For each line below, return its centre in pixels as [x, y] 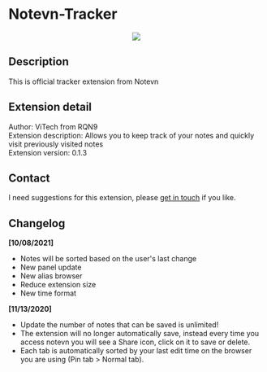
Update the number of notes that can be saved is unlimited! [119, 325]
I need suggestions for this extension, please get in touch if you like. [123, 198]
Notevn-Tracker [63, 14]
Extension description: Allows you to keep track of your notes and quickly [131, 135]
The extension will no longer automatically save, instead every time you [140, 334]
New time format [48, 293]
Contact [29, 178]
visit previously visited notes [56, 144]
